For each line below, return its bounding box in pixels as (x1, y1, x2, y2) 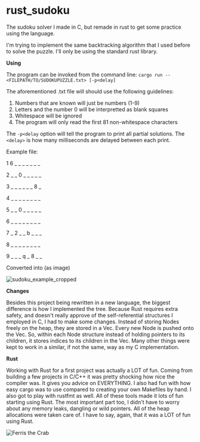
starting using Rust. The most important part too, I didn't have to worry (6, 398, 180, 405)
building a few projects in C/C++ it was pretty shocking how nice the (6, 373, 175, 380)
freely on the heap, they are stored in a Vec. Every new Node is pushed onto (6, 324, 194, 331)
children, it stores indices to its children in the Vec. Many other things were (6, 337, 190, 344)
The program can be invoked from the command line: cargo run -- (6, 71, 171, 78)
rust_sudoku (6, 4, 70, 17)
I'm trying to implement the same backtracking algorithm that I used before (6, 41, 190, 49)
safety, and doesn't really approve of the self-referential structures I (6, 311, 173, 319)
